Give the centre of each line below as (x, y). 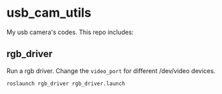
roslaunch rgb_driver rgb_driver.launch (66, 84)
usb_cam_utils (49, 13)
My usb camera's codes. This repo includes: (70, 32)
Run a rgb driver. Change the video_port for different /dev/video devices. (111, 70)
